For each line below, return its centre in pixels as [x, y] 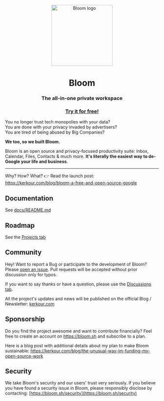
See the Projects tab [25, 237]
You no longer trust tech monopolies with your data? [58, 122]
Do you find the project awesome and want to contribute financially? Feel [79, 331]
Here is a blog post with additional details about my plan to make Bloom [77, 345]
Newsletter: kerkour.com [30, 304]
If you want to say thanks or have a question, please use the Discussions [78, 284]
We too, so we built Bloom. [32, 142]
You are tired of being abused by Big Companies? [55, 132]
